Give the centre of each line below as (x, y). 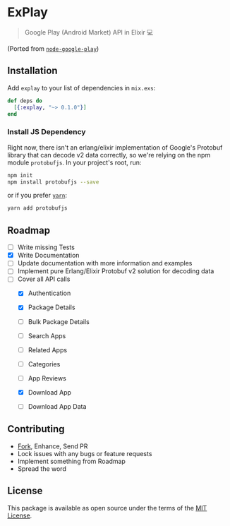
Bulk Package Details (59, 321)
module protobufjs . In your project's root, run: (74, 162)
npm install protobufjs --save (53, 182)
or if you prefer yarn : (37, 196)
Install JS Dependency (47, 132)
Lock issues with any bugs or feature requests (85, 453)
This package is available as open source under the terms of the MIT (107, 508)
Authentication (49, 293)
